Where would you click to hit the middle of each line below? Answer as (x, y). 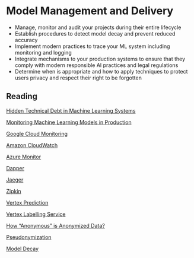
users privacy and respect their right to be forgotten (78, 78)
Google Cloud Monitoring (37, 133)
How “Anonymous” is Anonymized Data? (55, 225)
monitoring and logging (43, 52)
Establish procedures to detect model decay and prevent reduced (95, 33)
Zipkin (14, 191)
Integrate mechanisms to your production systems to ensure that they (100, 59)
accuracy (26, 40)
